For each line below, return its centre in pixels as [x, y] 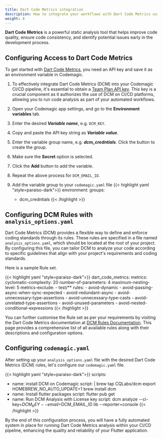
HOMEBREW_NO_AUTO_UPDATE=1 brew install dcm [64, 389]
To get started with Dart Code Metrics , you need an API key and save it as [79, 70]
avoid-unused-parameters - [90, 303]
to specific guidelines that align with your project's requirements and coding [81, 253]
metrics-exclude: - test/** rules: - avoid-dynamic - [71, 287]
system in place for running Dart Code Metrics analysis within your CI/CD [78, 425]
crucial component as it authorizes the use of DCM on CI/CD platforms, [83, 94]
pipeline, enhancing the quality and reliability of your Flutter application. [77, 430]
